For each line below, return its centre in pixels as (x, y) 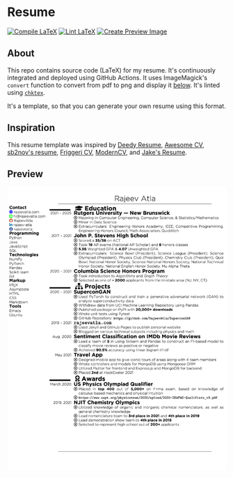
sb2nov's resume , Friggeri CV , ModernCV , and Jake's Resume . (97, 152)
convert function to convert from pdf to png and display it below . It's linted (114, 85)
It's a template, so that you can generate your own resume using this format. (116, 106)
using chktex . (26, 92)
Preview (25, 174)
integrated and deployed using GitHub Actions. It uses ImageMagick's (107, 77)
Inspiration (31, 128)
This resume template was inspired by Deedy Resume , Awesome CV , (106, 144)
